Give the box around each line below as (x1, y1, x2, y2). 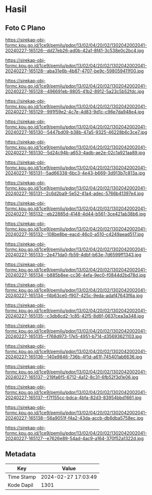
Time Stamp (7, 473, 36, 480)
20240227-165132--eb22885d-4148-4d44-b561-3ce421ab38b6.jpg (5, 211, 146, 217)
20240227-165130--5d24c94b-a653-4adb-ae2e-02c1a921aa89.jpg (5, 150, 145, 155)
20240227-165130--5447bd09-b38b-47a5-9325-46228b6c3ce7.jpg (5, 129, 147, 135)
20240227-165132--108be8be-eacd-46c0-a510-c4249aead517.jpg (5, 231, 144, 237)
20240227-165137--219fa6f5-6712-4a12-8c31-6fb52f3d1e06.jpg (5, 374, 138, 380)
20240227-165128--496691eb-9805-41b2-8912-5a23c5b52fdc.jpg (5, 88, 144, 94)
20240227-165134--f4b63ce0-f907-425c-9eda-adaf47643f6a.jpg (5, 292, 143, 299)
